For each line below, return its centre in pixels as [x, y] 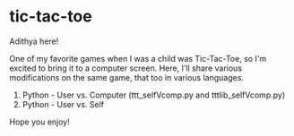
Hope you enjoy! [39, 122]
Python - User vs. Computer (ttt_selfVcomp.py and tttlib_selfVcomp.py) [154, 95]
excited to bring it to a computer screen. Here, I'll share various [126, 68]
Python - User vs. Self [63, 104]
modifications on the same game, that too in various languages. [127, 77]
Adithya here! [34, 41]
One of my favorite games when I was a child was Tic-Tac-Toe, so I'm [138, 58]
